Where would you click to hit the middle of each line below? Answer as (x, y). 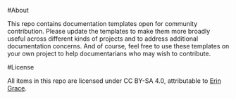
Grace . (17, 88)
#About (18, 10)
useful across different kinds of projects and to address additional (103, 39)
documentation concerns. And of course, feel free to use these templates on (118, 46)
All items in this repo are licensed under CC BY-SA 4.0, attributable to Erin (114, 81)
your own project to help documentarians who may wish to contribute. (109, 53)
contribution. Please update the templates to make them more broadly (109, 31)
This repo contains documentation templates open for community (103, 24)
